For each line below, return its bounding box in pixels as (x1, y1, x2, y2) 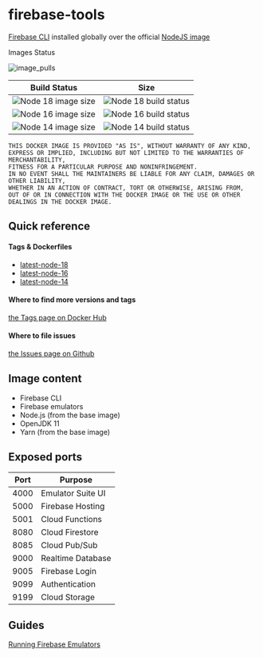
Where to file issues (8, 331, 76, 340)
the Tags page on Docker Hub (8, 313, 108, 322)
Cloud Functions (41, 513, 102, 524)
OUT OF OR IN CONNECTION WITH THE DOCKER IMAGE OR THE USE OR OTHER (8, 190, 241, 199)
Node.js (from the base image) (19, 410, 121, 420)
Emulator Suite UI (41, 488, 106, 499)
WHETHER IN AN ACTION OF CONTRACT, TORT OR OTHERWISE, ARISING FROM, (8, 184, 245, 192)
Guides (8, 618, 45, 632)
